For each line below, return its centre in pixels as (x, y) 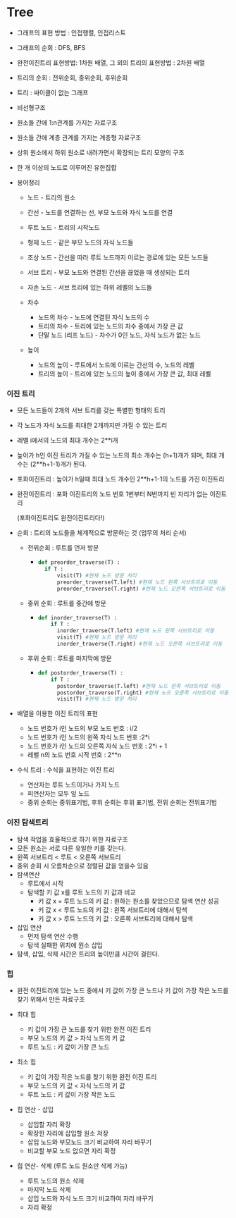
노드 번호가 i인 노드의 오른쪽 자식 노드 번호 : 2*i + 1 (97, 746)
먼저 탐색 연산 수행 (53, 936)
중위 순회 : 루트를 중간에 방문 (67, 603)
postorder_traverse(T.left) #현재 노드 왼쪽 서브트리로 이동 (139, 686)
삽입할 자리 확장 (49, 1124)
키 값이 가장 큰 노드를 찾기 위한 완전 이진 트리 (89, 1029)
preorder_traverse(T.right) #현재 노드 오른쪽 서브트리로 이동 (141, 589)
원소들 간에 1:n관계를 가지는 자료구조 (67, 122)
